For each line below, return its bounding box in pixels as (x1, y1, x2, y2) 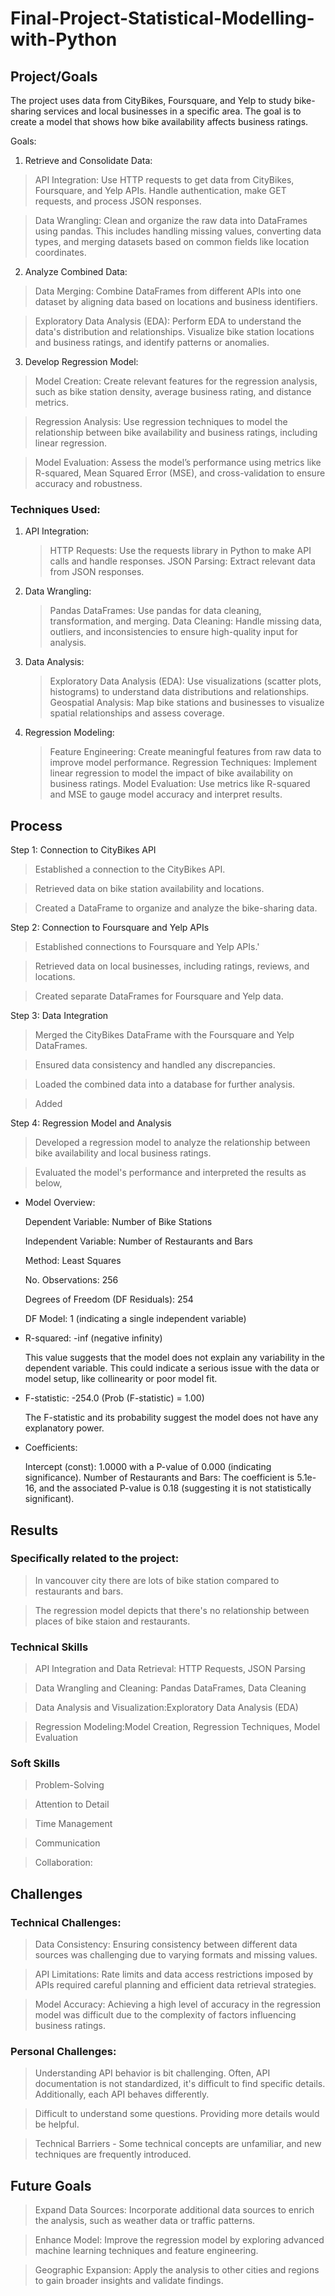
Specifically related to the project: (10, 1552, 180, 1566)
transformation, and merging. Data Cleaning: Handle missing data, (49, 615, 323, 627)
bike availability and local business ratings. (34, 1147, 212, 1159)
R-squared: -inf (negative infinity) (24, 1332, 163, 1344)
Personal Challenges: (10, 2045, 117, 2058)
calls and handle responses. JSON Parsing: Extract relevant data (49, 555, 316, 567)
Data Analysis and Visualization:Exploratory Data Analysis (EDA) (34, 1702, 299, 1714)
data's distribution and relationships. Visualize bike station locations (34, 326, 315, 337)
